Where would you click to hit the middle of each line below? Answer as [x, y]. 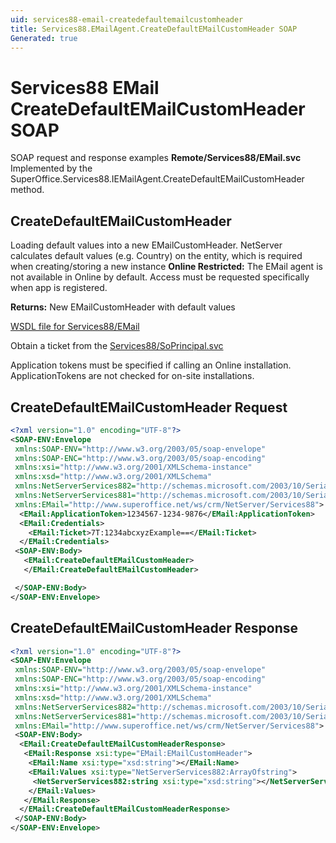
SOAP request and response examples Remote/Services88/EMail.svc [156, 158]
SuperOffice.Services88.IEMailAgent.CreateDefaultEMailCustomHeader [157, 179]
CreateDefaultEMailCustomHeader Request [149, 407]
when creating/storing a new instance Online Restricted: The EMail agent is [166, 267]
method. [27, 190]
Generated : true [44, 38]
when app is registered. [59, 288]
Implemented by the [51, 168]
